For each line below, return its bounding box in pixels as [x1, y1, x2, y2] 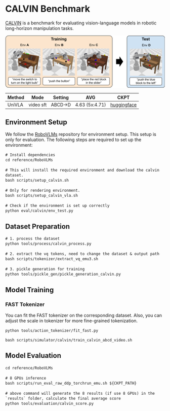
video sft [28, 102, 47, 108]
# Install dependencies [5, 153, 56, 158]
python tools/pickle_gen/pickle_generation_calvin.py [5, 272, 121, 277]
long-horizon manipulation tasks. [5, 25, 74, 31]
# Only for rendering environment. [5, 188, 80, 193]
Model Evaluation [5, 351, 62, 360]
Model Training [5, 285, 54, 294]
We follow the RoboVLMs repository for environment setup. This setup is [5, 131, 157, 138]
